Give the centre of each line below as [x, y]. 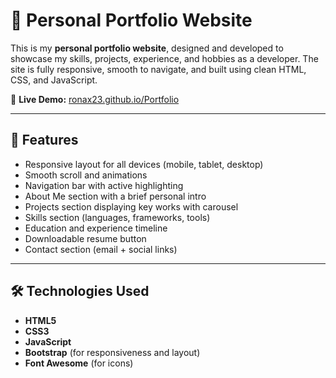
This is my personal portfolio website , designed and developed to [147, 48]
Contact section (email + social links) [101, 249]
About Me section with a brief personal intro [115, 196]
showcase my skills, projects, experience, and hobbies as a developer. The [164, 58]
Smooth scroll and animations [86, 175]
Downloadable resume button [85, 238]
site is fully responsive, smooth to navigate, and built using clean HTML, [158, 69]
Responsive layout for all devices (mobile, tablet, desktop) [144, 164]
